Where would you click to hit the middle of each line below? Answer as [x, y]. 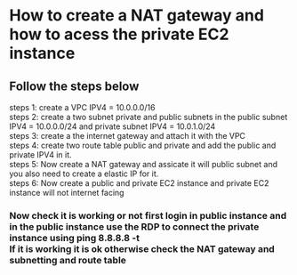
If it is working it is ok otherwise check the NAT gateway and [142, 248]
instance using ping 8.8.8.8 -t [75, 238]
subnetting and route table [68, 260]
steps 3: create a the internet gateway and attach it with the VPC [128, 136]
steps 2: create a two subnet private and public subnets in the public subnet [148, 117]
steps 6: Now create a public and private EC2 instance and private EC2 [139, 183]
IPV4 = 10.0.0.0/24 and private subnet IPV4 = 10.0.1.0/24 [112, 126]
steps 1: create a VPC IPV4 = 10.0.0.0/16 [82, 107]
